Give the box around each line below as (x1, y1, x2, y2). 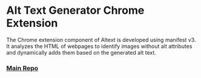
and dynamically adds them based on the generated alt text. (6, 49, 156, 56)
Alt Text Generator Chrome (6, 4, 145, 17)
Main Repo (6, 64, 38, 72)
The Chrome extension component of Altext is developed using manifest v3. (6, 36, 196, 43)
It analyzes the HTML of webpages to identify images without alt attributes (6, 43, 193, 50)
